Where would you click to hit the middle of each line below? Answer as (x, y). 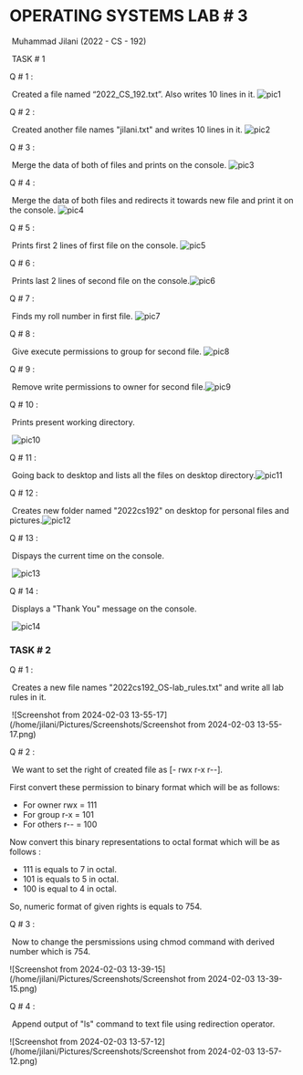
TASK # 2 (31, 650)
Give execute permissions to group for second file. (107, 351)
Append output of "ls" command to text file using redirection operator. (143, 1024)
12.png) (24, 1061)
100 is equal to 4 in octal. (69, 889)
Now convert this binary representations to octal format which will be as (145, 842)
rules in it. (28, 697)
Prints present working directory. (73, 422)
